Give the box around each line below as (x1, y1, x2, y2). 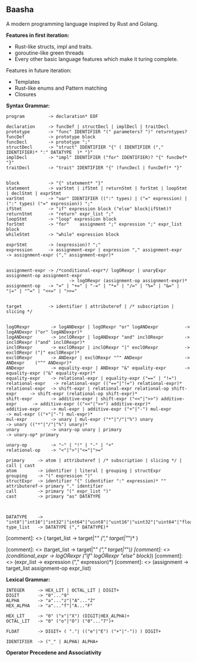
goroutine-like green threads (14, 49, 84, 56)
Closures (14, 90, 37, 97)
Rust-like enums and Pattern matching (14, 85, 107, 92)
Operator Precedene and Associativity (6, 649, 101, 656)
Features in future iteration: (6, 67, 72, 74)
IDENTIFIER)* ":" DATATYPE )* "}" (6, 149, 93, 155)
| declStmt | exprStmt (6, 190, 62, 196)
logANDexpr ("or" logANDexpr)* (6, 329, 83, 335)
